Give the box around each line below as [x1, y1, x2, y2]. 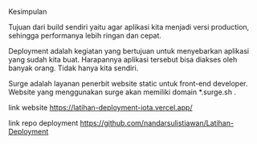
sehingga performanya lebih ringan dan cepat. [8, 31, 162, 40]
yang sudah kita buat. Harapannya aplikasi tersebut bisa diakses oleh [8, 55, 238, 64]
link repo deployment [8, 118, 79, 127]
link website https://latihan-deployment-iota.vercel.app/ [8, 103, 193, 112]
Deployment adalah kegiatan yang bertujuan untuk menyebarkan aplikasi [8, 46, 250, 55]
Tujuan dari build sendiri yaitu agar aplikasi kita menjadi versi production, [8, 22, 250, 31]
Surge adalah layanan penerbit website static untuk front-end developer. [8, 79, 248, 88]
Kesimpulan [8, 7, 47, 16]
